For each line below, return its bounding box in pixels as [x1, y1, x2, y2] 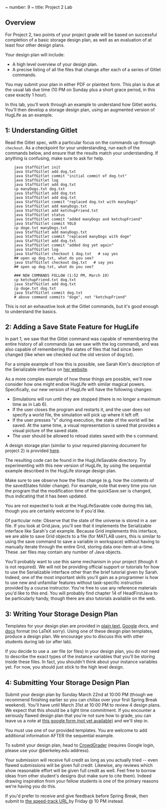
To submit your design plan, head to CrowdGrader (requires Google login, [5, 742, 155, 748]
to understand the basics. [5, 309, 57, 315]
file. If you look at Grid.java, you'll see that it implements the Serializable [5, 523, 152, 529]
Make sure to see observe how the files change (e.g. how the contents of [5, 477, 154, 484]
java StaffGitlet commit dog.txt [14, 290, 83, 295]
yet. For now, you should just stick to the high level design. [5, 664, 124, 670]
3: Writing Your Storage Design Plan [5, 610, 118, 618]
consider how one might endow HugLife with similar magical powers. [5, 381, 146, 387]
